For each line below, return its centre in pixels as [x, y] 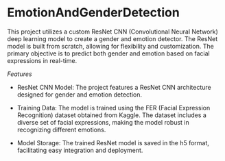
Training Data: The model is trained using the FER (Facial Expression [114, 108]
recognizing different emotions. [61, 129]
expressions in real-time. [42, 60]
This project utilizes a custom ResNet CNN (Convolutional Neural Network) [113, 32]
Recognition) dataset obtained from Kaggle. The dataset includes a [112, 115]
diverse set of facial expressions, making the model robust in [103, 122]
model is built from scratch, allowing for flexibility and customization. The [110, 46]
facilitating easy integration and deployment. [80, 150]
